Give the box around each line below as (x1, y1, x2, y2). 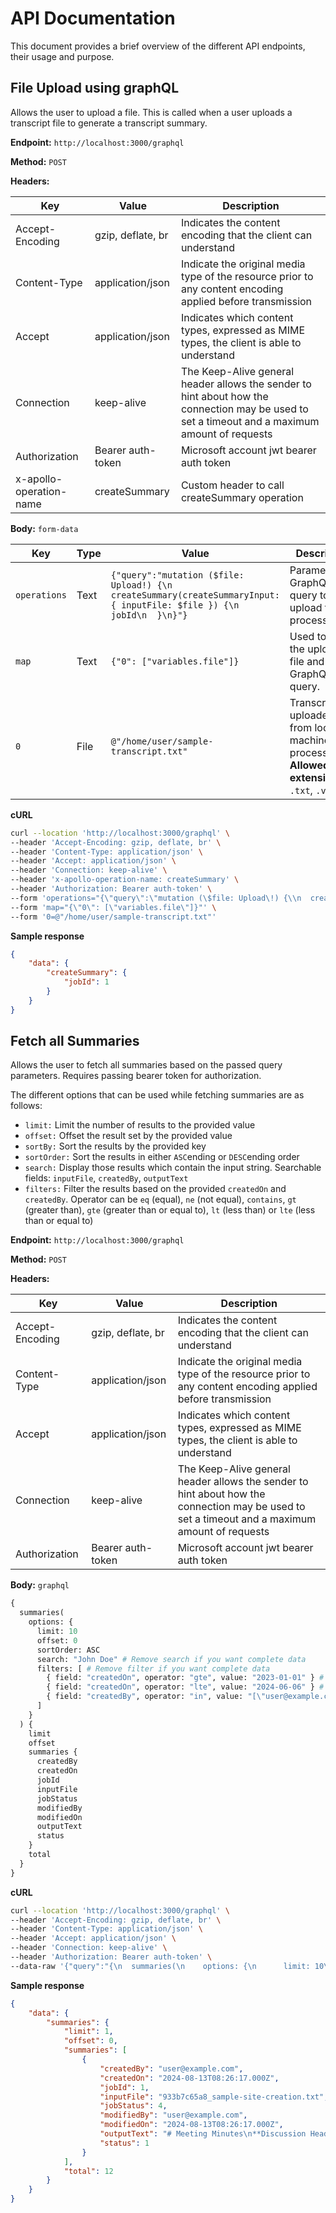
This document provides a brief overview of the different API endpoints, (10, 40, 306, 52)
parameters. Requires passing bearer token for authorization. (10, 1070, 262, 1082)
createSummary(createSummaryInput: (110, 589, 280, 601)
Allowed (289, 758, 330, 772)
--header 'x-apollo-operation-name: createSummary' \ (10, 875, 240, 885)
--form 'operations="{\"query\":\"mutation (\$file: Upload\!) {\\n (10, 893, 302, 903)
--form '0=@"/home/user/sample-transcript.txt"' (10, 912, 217, 922)
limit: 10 (36, 1627, 78, 1637)
